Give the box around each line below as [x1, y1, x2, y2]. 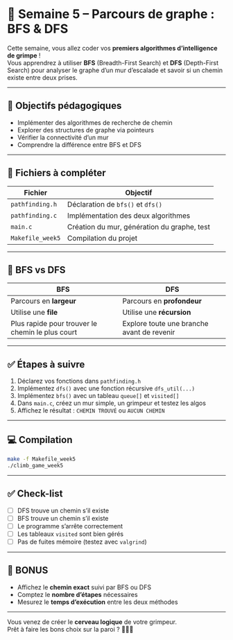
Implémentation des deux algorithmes [67, 211, 191, 220]
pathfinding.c [10, 211, 58, 219]
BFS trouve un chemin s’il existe [17, 514, 109, 522]
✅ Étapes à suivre [7, 358, 85, 370]
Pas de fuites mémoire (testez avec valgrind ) [17, 537, 147, 546]
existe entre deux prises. [7, 73, 78, 82]
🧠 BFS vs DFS [7, 263, 66, 276]
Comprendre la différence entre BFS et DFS [17, 140, 142, 148]
